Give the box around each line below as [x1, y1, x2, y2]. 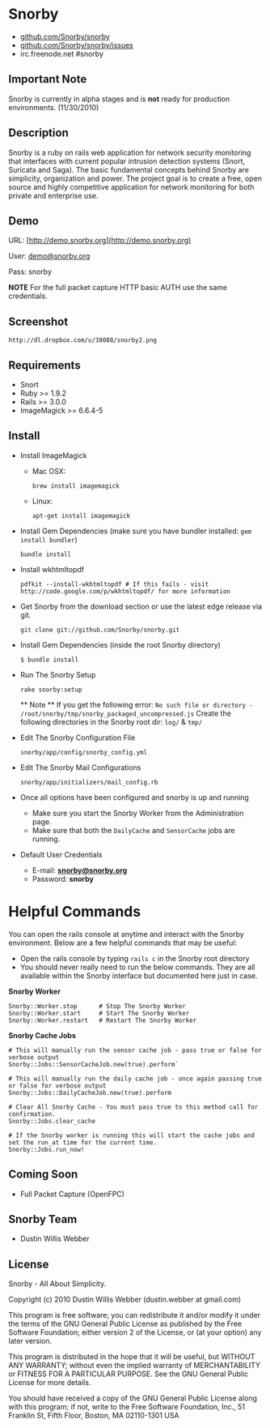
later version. [8, 1336, 53, 1346]
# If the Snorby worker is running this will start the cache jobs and [8, 1131, 255, 1139]
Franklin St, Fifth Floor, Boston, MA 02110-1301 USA [8, 1411, 179, 1421]
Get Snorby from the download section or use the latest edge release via [19, 601, 263, 611]
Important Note [8, 72, 87, 86]
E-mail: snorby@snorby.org [32, 865, 128, 875]
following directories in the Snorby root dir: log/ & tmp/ [19, 716, 203, 726]
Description [8, 126, 69, 140]
